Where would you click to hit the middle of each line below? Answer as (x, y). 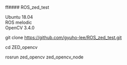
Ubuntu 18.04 (19, 17)
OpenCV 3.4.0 (20, 28)
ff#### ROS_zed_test (27, 7)
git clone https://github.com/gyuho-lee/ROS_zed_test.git (63, 38)
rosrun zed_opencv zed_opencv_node (44, 57)
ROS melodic (19, 22)
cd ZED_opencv (21, 47)
